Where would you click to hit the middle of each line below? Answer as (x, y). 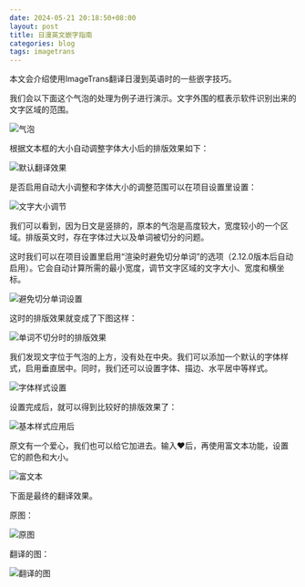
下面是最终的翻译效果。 (53, 496)
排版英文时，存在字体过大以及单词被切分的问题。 (117, 237)
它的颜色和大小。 (41, 458)
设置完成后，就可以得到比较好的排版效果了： (93, 407)
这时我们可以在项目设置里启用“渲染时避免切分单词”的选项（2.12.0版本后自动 (152, 257)
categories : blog (42, 43)
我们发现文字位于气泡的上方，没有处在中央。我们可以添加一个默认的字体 (145, 357)
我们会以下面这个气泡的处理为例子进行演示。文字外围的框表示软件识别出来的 (153, 98)
